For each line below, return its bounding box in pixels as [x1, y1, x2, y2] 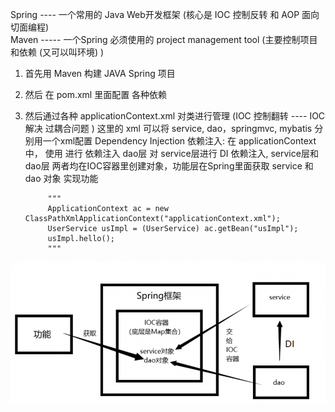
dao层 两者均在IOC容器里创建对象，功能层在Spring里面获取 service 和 [24, 160, 314, 172]
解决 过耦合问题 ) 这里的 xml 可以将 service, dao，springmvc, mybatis [24, 123, 313, 134]
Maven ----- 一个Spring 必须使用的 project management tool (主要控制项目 [10, 34, 318, 45]
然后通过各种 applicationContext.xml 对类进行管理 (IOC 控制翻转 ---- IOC [24, 110, 326, 122]
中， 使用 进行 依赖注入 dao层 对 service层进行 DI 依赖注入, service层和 [24, 148, 319, 159]
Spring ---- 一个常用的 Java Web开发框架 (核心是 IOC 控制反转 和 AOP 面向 [10, 9, 320, 20]
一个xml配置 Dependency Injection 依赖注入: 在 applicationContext [42, 135, 317, 147]
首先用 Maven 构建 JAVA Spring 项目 [24, 68, 176, 79]
